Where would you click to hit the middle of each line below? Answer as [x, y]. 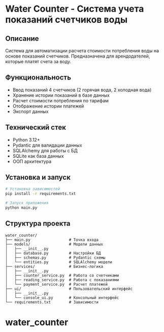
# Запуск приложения [27, 203]
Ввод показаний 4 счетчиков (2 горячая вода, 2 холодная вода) [82, 90]
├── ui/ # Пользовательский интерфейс [69, 289]
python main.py [21, 208]
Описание [22, 38]
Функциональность [38, 78]
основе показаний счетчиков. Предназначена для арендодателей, [78, 56]
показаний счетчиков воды [67, 20]
